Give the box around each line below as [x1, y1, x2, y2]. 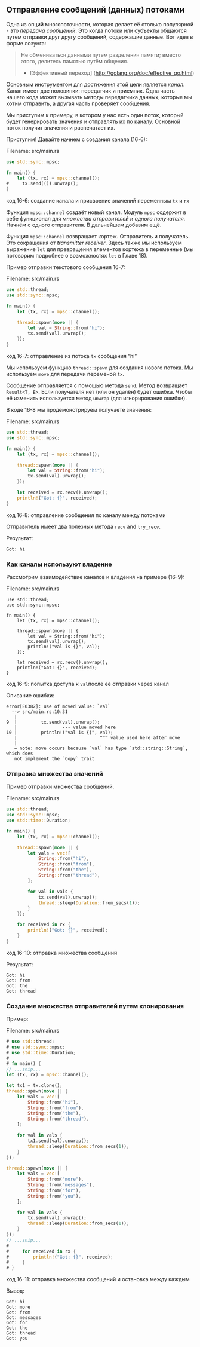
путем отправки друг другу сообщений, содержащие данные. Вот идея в [6, 33, 193, 41]
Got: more [6, 1304, 31, 1311]
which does [6, 750, 33, 757]
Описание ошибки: [6, 691, 55, 699]
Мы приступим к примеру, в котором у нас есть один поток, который [6, 111, 184, 118]
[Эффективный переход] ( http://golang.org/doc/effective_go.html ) [29, 69, 195, 76]
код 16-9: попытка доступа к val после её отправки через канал [6, 680, 169, 687]
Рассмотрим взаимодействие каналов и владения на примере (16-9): [6, 573, 185, 580]
